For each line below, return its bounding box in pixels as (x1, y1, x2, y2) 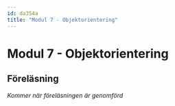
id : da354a (7, 10, 38, 17)
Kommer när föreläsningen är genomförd (7, 91, 124, 99)
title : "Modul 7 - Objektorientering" (7, 16, 118, 23)
